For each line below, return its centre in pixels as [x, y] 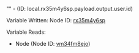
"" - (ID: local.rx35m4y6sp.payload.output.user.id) [70, 9]
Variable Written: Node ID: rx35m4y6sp [56, 20]
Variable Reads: [26, 32]
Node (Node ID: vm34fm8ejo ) [53, 44]
